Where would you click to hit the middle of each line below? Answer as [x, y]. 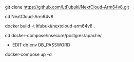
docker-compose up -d [29, 54]
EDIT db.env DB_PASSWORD [41, 45]
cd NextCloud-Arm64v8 [29, 16]
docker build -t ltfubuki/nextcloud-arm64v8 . [50, 26]
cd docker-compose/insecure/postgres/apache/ [54, 35]
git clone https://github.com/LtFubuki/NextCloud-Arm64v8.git [67, 7]
